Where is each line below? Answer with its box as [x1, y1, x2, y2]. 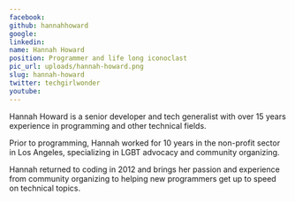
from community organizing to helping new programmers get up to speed [9, 173, 276, 183]
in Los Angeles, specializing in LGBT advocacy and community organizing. [9, 146, 280, 157]
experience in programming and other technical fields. [9, 120, 207, 131]
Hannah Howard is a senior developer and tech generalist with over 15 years [9, 111, 287, 122]
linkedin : [9, 37, 46, 47]
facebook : [9, 12, 46, 22]
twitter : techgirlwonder [9, 79, 101, 87]
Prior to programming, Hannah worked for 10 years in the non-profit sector [9, 138, 281, 148]
